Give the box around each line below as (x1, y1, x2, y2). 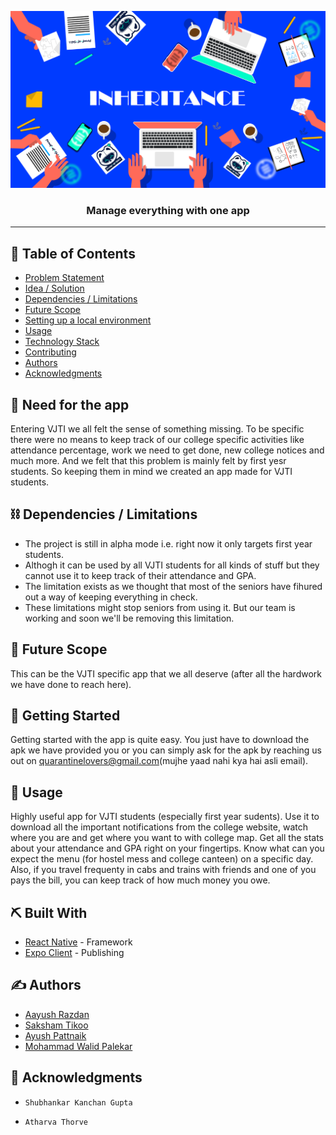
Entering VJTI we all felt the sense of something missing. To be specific (10, 422, 305, 435)
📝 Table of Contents (10, 245, 136, 262)
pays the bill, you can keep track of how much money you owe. (10, 874, 271, 886)
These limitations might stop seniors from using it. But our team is (24, 601, 296, 613)
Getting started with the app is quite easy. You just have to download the (10, 734, 310, 746)
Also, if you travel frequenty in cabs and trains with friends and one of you (10, 864, 317, 876)
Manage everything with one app (86, 203, 250, 217)
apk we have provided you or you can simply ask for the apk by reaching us (10, 744, 323, 756)
